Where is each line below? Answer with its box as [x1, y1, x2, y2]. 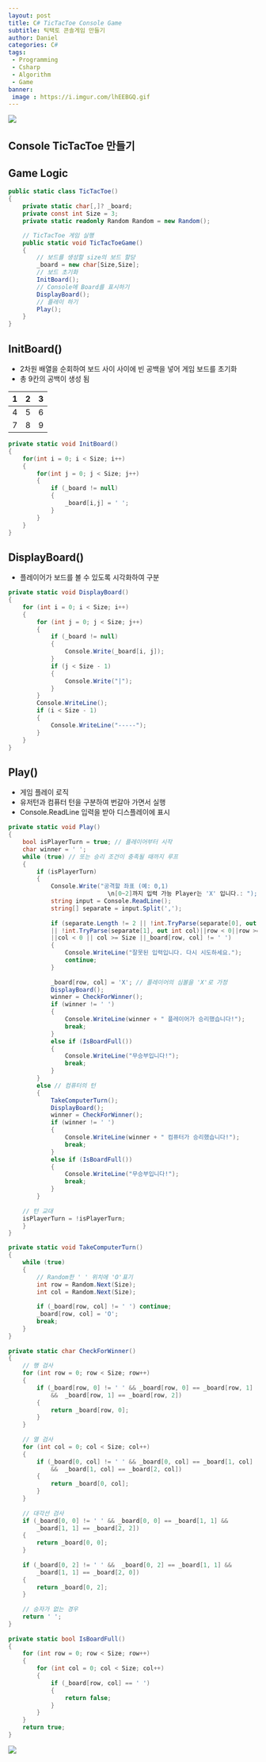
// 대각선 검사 [22, 1509, 64, 1517]
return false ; [64, 1694, 112, 1702]
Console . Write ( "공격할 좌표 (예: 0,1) [50, 882, 169, 890]
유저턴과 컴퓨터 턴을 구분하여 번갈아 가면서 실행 [19, 797, 166, 807]
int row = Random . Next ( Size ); [36, 1280, 136, 1289]
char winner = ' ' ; [22, 845, 87, 854]
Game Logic [8, 167, 69, 180]
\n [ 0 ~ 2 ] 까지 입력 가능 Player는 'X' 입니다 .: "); [107, 890, 258, 898]
